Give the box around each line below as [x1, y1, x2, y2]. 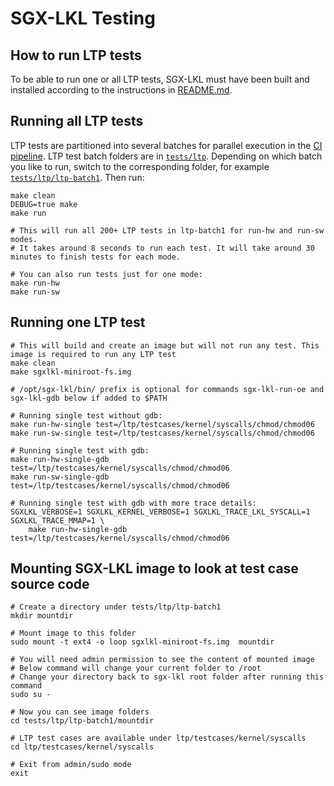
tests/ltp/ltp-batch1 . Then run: [10, 171, 145, 183]
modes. [10, 234, 38, 244]
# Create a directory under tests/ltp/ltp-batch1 [10, 602, 222, 612]
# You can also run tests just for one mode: [10, 269, 203, 279]
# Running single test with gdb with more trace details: [10, 498, 257, 508]
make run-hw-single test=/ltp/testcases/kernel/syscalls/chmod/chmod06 [10, 419, 315, 429]
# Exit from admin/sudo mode [10, 760, 132, 770]
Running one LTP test [10, 314, 146, 331]
